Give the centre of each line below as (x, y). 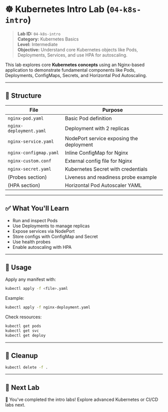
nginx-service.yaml (31, 141)
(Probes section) (27, 177)
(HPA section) (24, 185)
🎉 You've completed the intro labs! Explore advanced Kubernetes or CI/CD (82, 399)
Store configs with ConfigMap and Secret (55, 236)
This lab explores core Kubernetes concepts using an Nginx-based (75, 65)
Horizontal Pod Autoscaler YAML (103, 185)
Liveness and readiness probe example (111, 177)
